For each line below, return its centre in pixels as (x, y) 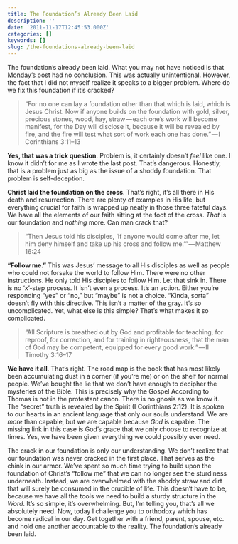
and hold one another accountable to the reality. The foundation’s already (115, 526)
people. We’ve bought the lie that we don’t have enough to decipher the (112, 384)
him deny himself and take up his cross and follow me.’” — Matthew (123, 244)
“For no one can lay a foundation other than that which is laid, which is (128, 104)
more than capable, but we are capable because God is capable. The (108, 422)
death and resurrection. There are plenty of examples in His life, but (107, 200)
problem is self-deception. (46, 178)
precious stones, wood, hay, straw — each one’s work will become (121, 119)
